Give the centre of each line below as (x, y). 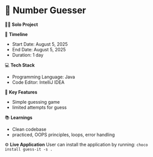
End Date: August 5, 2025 (39, 49)
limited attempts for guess (39, 107)
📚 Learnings (18, 117)
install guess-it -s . (29, 149)
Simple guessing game (36, 102)
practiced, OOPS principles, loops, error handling (63, 135)
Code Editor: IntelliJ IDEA (38, 82)
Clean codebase (29, 129)
